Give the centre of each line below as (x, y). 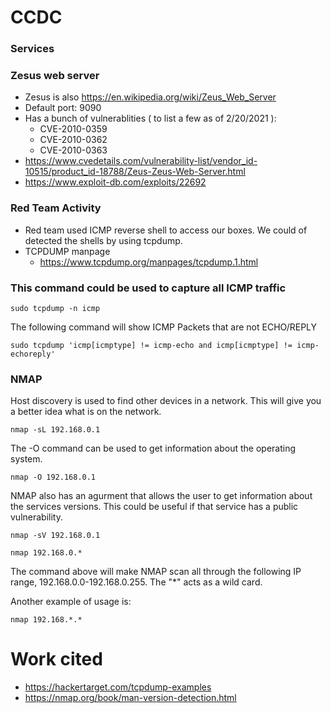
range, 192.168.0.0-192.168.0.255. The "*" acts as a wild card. (136, 582)
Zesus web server (55, 76)
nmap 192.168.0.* (46, 553)
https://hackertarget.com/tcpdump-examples (118, 687)
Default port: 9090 (63, 108)
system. (26, 459)
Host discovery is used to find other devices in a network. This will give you (166, 401)
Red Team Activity (56, 208)
